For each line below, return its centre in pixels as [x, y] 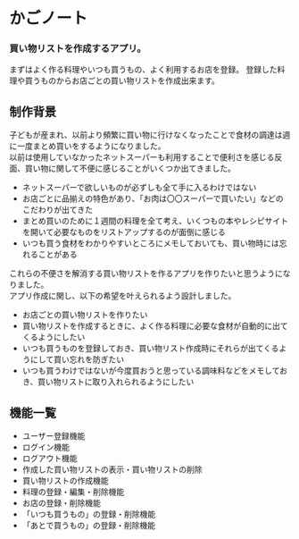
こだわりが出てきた [58, 210]
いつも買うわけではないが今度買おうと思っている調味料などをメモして [151, 371]
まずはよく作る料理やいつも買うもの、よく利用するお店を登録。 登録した [143, 70]
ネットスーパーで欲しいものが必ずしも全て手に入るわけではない [139, 188]
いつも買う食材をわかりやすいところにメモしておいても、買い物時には [150, 243]
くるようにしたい [54, 337]
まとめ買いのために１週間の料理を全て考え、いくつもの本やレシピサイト [155, 221]
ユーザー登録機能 [54, 436]
